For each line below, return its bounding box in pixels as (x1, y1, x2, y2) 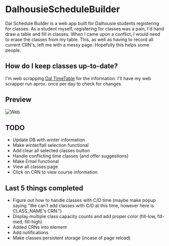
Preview (5, 95, 32, 104)
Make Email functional (12, 158, 59, 165)
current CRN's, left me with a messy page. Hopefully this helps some (5, 42, 150, 48)
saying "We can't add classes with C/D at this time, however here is (12, 202, 154, 209)
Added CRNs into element (12, 224, 67, 230)
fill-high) (24, 219, 43, 225)
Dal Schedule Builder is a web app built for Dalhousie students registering (5, 20, 159, 26)
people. (5, 47, 21, 53)
